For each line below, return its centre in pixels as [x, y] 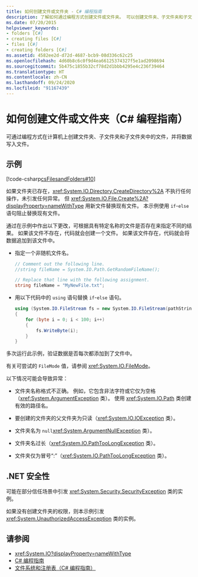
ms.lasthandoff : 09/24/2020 [41, 83]
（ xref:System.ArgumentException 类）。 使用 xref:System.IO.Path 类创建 [103, 399]
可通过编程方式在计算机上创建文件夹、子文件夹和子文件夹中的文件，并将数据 [99, 137]
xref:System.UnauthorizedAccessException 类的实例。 [72, 519]
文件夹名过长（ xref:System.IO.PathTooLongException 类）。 [87, 443]
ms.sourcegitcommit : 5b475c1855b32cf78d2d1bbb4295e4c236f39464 [85, 66]
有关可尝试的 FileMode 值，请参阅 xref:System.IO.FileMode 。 [80, 366]
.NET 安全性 [28, 476]
